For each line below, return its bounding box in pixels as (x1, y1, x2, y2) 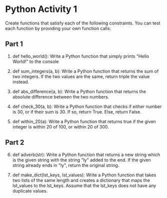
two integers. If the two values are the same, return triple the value (12, 73, 150, 79)
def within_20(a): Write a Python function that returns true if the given (12, 118, 156, 124)
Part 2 (5, 138, 24, 147)
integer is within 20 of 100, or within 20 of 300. (12, 123, 109, 129)
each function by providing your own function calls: (5, 25, 111, 31)
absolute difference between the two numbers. (12, 93, 109, 99)
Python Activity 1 (5, 3, 77, 15)
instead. (12, 78, 29, 84)
